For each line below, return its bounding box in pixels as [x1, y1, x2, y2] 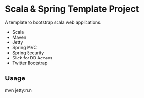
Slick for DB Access [12, 55, 53, 60]
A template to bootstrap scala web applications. [5, 20, 102, 25]
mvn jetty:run [5, 87, 32, 93]
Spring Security [12, 50, 44, 56]
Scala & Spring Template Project [5, 3, 139, 15]
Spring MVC [12, 44, 37, 50]
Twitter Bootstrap [12, 60, 48, 66]
